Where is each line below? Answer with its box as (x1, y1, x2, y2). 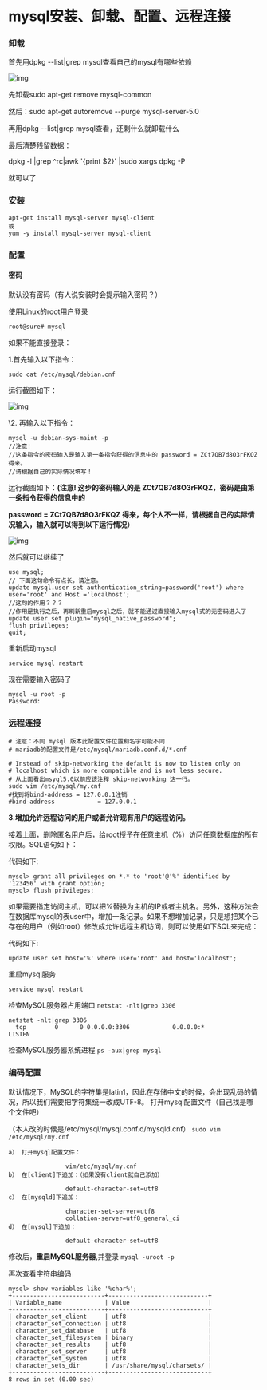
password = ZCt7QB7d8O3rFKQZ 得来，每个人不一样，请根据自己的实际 (8, 509, 249, 519)
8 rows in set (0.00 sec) (8, 1375, 94, 1384)
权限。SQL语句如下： (8, 840, 78, 849)
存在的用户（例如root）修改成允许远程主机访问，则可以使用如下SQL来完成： (8, 921, 259, 931)
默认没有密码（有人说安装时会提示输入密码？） (8, 289, 162, 299)
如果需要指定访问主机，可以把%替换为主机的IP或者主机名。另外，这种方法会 (8, 901, 259, 911)
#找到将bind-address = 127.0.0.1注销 (8, 791, 128, 799)
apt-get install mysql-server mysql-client (8, 213, 155, 222)
